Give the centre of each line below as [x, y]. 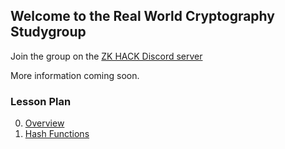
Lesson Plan [41, 101]
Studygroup [48, 32]
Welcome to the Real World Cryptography [142, 16]
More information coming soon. [75, 75]
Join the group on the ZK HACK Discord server [106, 56]
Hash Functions [57, 134]
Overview [44, 123]
